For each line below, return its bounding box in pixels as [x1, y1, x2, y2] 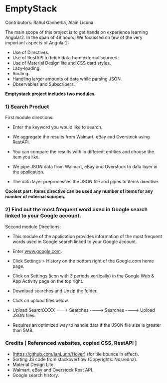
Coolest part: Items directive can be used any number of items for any [5, 188, 154, 194]
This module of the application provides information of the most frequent [12, 233, 163, 239]
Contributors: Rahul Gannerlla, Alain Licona [5, 19, 94, 25]
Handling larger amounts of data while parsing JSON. [12, 76, 122, 82]
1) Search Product [5, 103, 49, 110]
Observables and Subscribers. [12, 81, 75, 87]
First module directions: [5, 115, 54, 121]
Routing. [12, 70, 30, 76]
